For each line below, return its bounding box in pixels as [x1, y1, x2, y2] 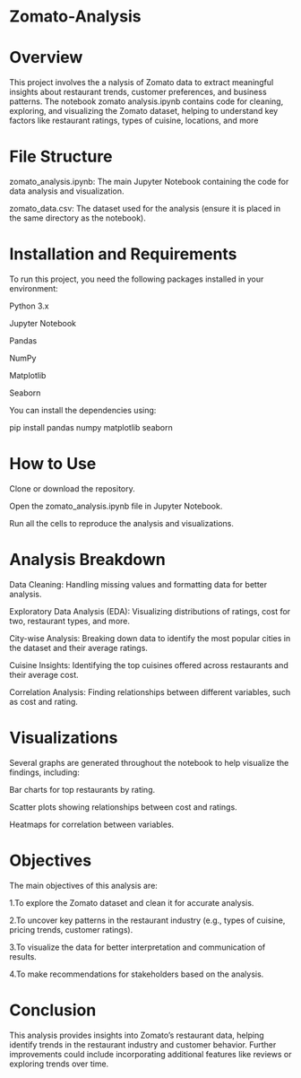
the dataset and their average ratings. [9, 642, 148, 653]
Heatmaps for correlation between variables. [9, 819, 175, 830]
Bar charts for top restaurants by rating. [9, 784, 155, 795]
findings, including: [9, 767, 81, 778]
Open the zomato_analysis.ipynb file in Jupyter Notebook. [9, 500, 223, 511]
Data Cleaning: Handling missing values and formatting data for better [9, 578, 268, 589]
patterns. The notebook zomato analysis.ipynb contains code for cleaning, [9, 96, 284, 107]
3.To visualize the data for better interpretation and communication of [9, 942, 266, 952]
